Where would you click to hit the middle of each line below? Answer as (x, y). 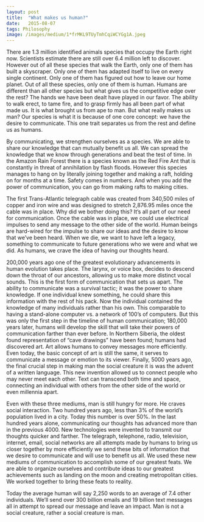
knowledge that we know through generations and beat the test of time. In (99, 155)
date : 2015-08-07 (31, 23)
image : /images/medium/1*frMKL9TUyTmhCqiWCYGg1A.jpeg (76, 35)
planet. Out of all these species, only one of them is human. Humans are (97, 84)
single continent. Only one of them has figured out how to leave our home (99, 78)
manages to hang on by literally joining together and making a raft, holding (100, 174)
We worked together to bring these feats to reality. (69, 482)
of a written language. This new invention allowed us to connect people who (102, 373)
